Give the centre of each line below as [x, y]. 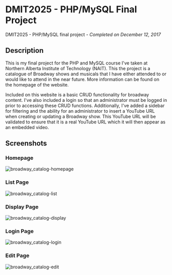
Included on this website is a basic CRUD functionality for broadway [77, 94]
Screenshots [26, 144]
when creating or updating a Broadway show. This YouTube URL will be [81, 116]
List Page [17, 182]
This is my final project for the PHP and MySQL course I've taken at [77, 63]
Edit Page [17, 256]
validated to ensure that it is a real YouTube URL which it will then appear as [85, 122]
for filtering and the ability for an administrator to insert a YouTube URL [80, 111]
